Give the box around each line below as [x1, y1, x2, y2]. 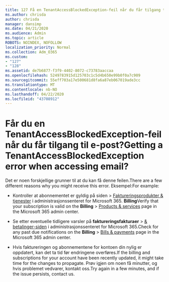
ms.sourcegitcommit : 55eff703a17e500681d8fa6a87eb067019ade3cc [5, 78, 141, 83]
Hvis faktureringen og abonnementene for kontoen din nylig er [12, 244, 142, 250]
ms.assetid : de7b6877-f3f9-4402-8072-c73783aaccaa [5, 68, 114, 74]
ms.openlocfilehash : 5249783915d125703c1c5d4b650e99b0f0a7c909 [5, 73, 141, 78]
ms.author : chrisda [5, 12, 46, 17]
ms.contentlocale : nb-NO [5, 87, 57, 92]
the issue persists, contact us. [12, 271, 75, 277]
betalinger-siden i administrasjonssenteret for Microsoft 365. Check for [12, 224, 159, 230]
